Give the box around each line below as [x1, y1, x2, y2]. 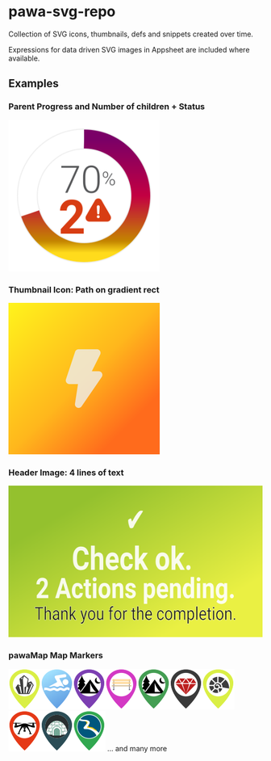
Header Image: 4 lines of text [8, 467, 124, 478]
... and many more [106, 743, 168, 753]
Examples [8, 77, 59, 90]
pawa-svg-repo [8, 2, 116, 21]
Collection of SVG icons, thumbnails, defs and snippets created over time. [8, 29, 254, 39]
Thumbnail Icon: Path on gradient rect [8, 284, 160, 295]
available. [8, 53, 40, 63]
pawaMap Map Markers [8, 650, 103, 661]
